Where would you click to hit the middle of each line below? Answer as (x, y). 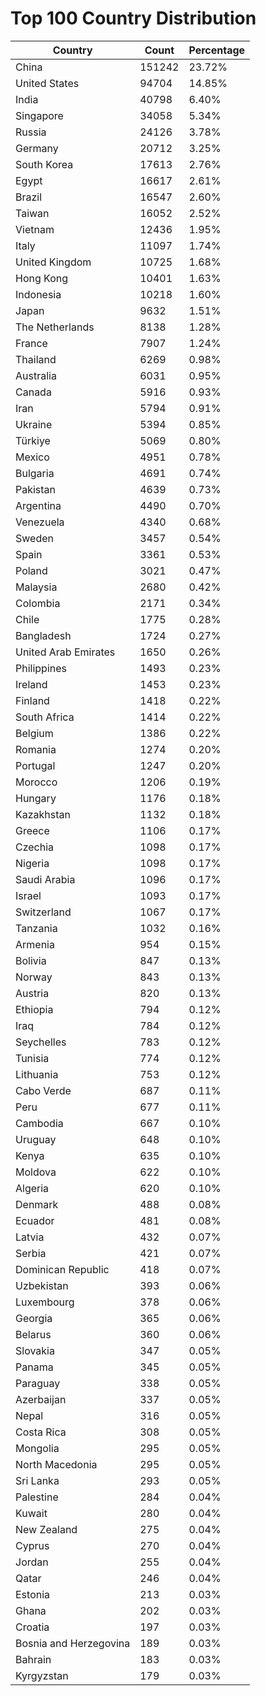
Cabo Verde (43, 1090)
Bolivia (31, 960)
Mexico (32, 457)
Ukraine (34, 424)
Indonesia (38, 294)
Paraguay (38, 1383)
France (31, 343)
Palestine (37, 1497)
